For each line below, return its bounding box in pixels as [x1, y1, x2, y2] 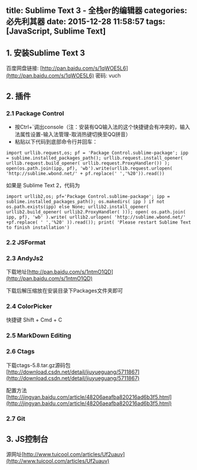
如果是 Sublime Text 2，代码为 [6, 181, 80, 189]
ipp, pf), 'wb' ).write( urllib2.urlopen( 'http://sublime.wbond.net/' [6, 214, 186, 220]
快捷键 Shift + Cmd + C [6, 316, 63, 323]
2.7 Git [6, 414, 25, 423]
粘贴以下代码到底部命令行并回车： [14, 138, 98, 145]
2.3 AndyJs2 [6, 254, 44, 262]
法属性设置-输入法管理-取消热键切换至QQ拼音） [14, 131, 132, 138]
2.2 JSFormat [6, 238, 46, 247]
